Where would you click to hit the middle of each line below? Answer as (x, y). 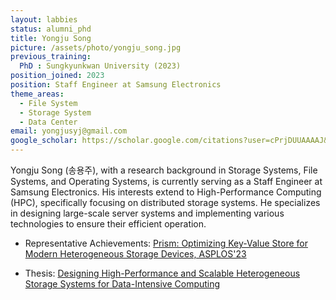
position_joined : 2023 (57, 76)
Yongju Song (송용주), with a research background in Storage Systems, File (164, 170)
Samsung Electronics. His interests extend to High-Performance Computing (166, 192)
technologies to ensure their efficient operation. (108, 224)
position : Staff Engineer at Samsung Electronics (116, 85)
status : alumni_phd (51, 29)
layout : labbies (44, 19)
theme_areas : (37, 94)
